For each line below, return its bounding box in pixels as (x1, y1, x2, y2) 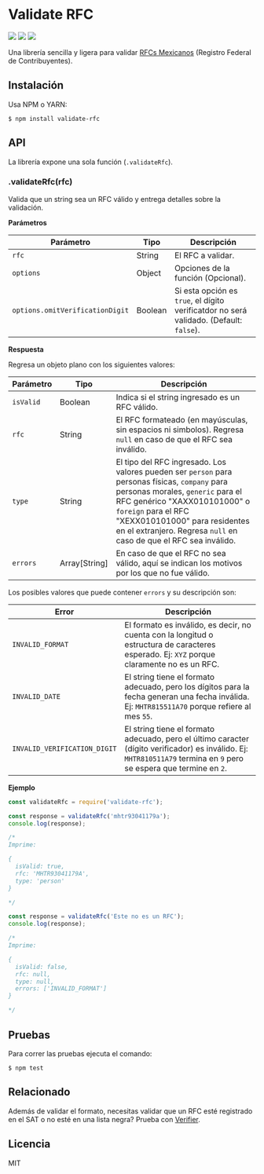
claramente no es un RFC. (124, 658, 220, 669)
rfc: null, (15, 970, 51, 978)
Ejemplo (8, 783, 35, 792)
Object (136, 267, 161, 278)
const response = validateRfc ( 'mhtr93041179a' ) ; (8, 812, 170, 820)
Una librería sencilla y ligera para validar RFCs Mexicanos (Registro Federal (8, 47, 251, 57)
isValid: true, (15, 862, 65, 871)
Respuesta (8, 344, 45, 354)
